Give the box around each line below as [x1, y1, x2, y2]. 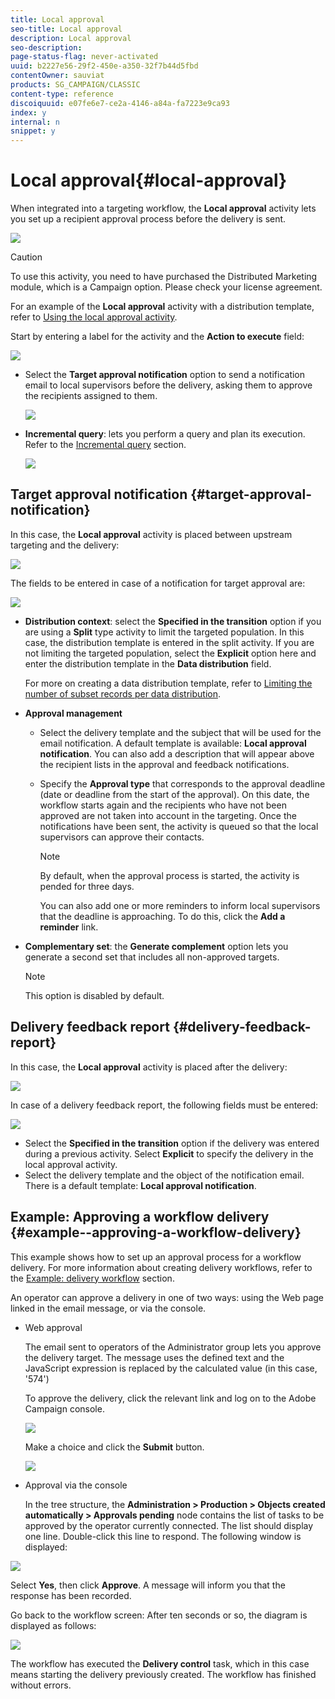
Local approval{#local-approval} [10, 169, 288, 192]
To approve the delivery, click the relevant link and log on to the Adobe [24, 1392, 317, 1404]
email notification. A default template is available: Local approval [39, 737, 307, 749]
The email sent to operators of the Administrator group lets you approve [24, 1341, 322, 1353]
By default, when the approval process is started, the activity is [39, 869, 300, 881]
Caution [10, 251, 43, 263]
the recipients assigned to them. [24, 390, 158, 402]
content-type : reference [10, 89, 114, 99]
